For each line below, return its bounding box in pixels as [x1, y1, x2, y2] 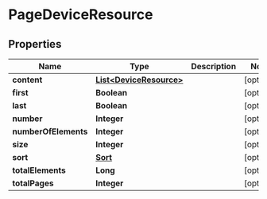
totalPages [12, 178, 54, 189]
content [12, 74, 43, 85]
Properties [8, 37, 62, 51]
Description [190, 61, 237, 72]
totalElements [12, 165, 66, 176]
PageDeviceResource [8, 6, 153, 24]
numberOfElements [12, 126, 88, 137]
